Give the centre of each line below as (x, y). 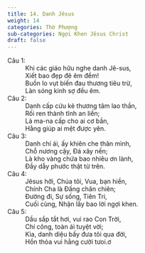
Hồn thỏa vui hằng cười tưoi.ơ (68, 242)
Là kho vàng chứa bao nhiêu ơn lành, (79, 159)
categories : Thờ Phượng (43, 27)
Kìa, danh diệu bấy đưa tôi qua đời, (76, 235)
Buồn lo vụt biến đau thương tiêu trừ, (79, 83)
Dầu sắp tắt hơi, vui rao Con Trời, (73, 219)
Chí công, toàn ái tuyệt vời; (64, 227)
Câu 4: (17, 174)
